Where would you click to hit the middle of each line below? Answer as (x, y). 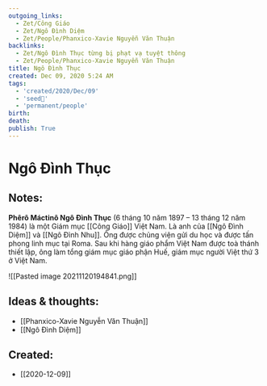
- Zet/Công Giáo (43, 23)
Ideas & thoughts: (54, 302)
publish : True (32, 128)
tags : (17, 83)
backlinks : (27, 46)
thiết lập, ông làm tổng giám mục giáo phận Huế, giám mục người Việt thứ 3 (134, 252)
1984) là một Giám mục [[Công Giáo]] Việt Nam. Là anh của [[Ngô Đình (126, 226)
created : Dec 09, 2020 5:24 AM (61, 76)
